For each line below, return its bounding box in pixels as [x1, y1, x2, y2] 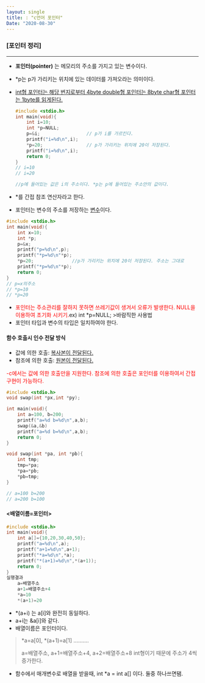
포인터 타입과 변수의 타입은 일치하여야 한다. [15, 319, 118, 326]
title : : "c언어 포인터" [6, 15, 63, 21]
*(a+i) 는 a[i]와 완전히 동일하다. [15, 609, 90, 617]
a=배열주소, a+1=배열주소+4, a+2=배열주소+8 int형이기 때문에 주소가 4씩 [21, 649, 197, 656]
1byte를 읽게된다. [21, 96, 63, 103]
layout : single [6, 9, 45, 15]
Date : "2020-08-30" [6, 20, 56, 26]
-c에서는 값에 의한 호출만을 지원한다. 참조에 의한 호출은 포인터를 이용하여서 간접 [6, 370, 196, 377]
